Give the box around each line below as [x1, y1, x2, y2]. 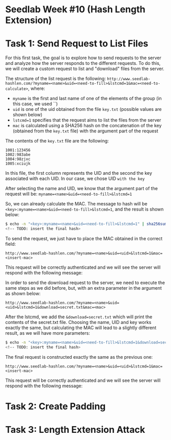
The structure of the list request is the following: [5, 76, 106, 82]
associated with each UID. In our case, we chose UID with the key [5, 175, 145, 182]
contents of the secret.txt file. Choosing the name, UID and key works [5, 319, 152, 325]
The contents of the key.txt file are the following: [5, 138, 109, 144]
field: [5, 241, 16, 247]
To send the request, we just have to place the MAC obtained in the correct [5, 235, 163, 241]
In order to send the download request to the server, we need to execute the [5, 280, 165, 286]
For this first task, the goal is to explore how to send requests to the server [5, 55, 162, 61]
